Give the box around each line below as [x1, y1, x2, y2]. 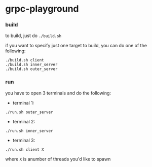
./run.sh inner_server [5, 128, 53, 133]
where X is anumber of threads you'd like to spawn [5, 156, 111, 162]
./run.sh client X [5, 147, 44, 152]
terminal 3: [12, 137, 35, 143]
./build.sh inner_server [5, 62, 58, 68]
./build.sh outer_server [5, 66, 58, 72]
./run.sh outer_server [5, 110, 53, 115]
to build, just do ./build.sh [5, 32, 62, 39]
